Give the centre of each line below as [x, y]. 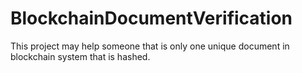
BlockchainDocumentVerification [151, 18]
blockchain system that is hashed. [80, 56]
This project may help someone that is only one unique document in [150, 46]
